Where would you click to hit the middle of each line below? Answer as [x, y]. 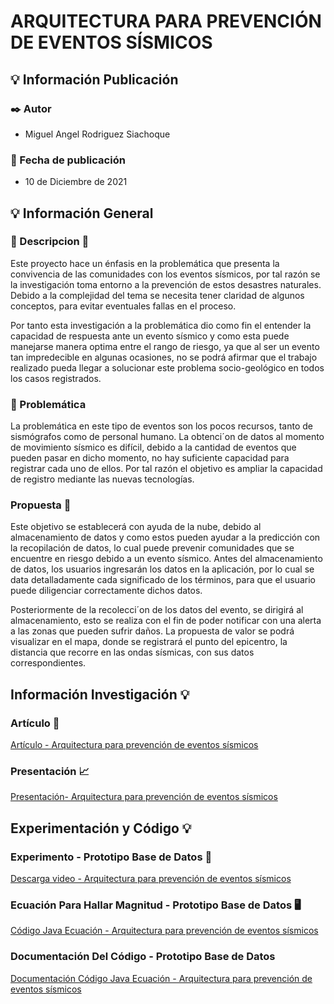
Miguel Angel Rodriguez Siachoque [97, 134]
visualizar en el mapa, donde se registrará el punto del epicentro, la [149, 642]
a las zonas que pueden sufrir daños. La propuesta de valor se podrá [152, 631]
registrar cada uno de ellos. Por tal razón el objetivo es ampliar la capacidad [166, 469]
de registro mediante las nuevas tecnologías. [102, 479]
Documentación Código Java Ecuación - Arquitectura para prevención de [161, 978]
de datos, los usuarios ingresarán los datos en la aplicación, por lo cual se [162, 569]
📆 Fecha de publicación [68, 160]
